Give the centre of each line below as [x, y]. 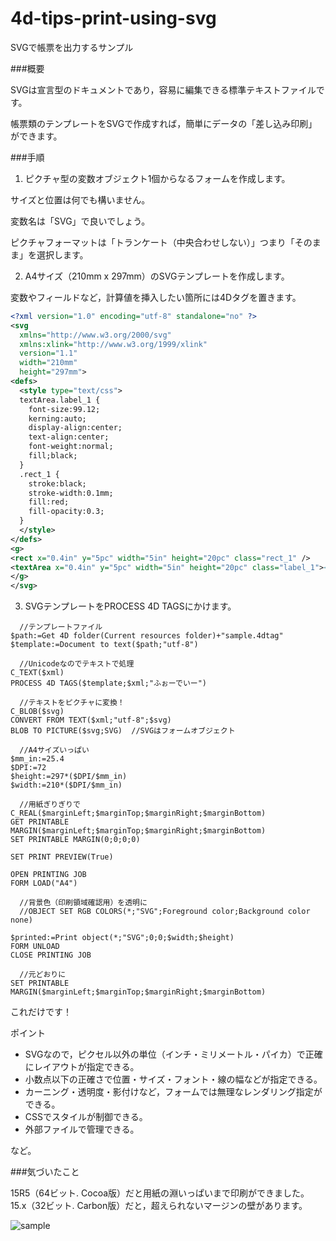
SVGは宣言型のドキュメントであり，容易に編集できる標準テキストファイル [163, 89]
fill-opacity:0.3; [66, 512]
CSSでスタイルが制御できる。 [86, 1117]
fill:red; [49, 502]
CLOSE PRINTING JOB [51, 955]
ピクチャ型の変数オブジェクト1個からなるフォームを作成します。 [157, 178]
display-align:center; [75, 428]
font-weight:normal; [71, 447]
